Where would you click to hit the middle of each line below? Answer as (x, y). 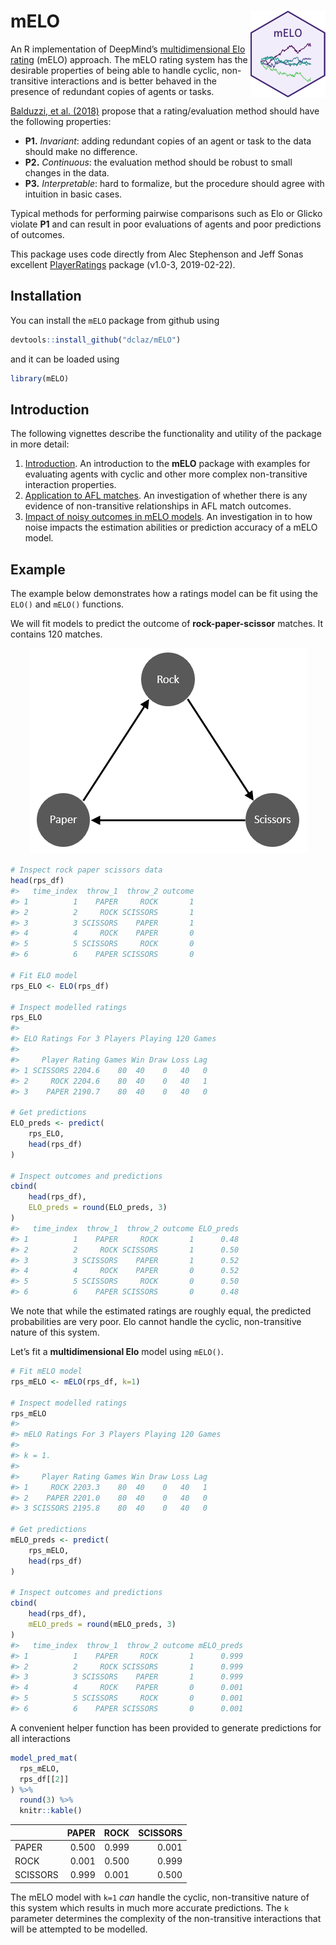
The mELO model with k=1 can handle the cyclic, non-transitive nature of (160, 1897)
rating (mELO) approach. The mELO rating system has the (129, 59)
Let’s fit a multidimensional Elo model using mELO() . (117, 1351)
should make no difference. (81, 151)
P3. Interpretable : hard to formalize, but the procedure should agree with (174, 183)
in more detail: (40, 444)
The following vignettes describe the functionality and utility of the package (166, 434)
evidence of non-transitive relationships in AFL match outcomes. (158, 506)
